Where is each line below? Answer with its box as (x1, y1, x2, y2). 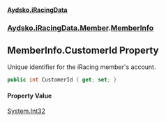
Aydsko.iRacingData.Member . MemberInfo (7, 23, 154, 33)
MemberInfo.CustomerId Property (7, 44, 159, 56)
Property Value (7, 91, 52, 100)
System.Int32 (7, 107, 45, 115)
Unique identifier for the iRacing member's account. (7, 63, 156, 71)
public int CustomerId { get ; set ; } (7, 77, 117, 84)
